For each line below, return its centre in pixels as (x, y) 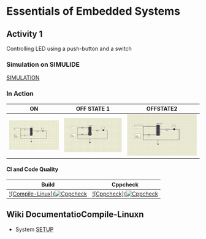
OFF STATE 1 (93, 109)
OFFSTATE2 (162, 109)
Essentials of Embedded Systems (93, 11)
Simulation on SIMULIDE (43, 64)
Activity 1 (25, 34)
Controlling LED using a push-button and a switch (69, 48)
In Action (20, 94)
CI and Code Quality (32, 169)
